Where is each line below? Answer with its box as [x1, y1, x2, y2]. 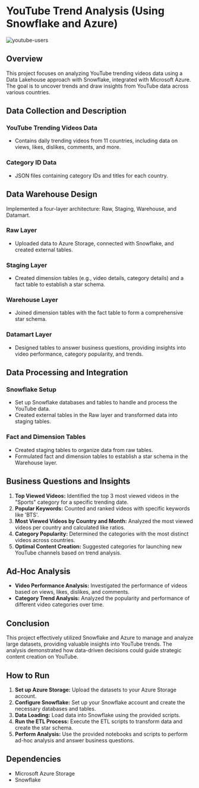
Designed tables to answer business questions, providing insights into [14, 344, 186, 351]
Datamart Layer [6, 331, 52, 339]
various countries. [6, 88, 50, 96]
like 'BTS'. [14, 511, 39, 518]
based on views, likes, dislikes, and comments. [14, 588, 129, 596]
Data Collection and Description [6, 106, 127, 116]
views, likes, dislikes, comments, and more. [14, 144, 121, 151]
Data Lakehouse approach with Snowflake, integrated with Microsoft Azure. [6, 76, 191, 83]
